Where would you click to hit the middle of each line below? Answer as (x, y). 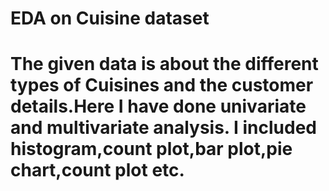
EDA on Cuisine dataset (110, 18)
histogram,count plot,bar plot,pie (151, 149)
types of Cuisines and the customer (162, 85)
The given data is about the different (164, 64)
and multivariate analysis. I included (163, 128)
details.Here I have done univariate (158, 106)
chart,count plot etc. (97, 170)
